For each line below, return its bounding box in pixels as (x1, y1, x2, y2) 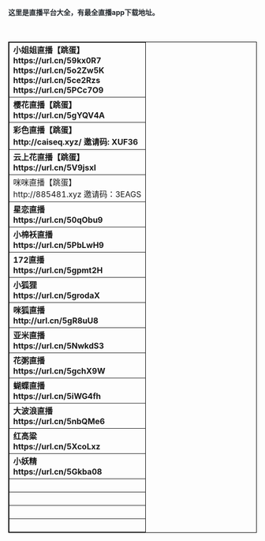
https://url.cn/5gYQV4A (13, 110, 105, 121)
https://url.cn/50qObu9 (13, 215, 103, 225)
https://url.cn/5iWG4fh (13, 391, 101, 401)
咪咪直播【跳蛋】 (13, 177, 77, 188)
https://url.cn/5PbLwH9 (13, 240, 104, 250)
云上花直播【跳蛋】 (13, 152, 85, 163)
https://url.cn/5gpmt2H (13, 265, 103, 276)
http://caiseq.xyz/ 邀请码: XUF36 (13, 137, 139, 147)
